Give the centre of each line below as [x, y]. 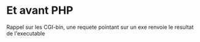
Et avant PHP [40, 10]
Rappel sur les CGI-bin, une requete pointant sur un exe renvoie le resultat [100, 27]
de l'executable [26, 33]
